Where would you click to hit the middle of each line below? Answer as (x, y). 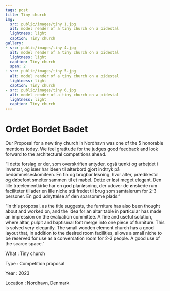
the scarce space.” (25, 244)
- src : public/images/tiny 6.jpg (41, 90)
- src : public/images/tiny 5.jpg (41, 71)
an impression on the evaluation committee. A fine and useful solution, (79, 217)
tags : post (17, 10)
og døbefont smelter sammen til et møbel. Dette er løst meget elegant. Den (83, 180)
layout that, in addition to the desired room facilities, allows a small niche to (84, 233)
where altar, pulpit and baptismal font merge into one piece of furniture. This (85, 222)
